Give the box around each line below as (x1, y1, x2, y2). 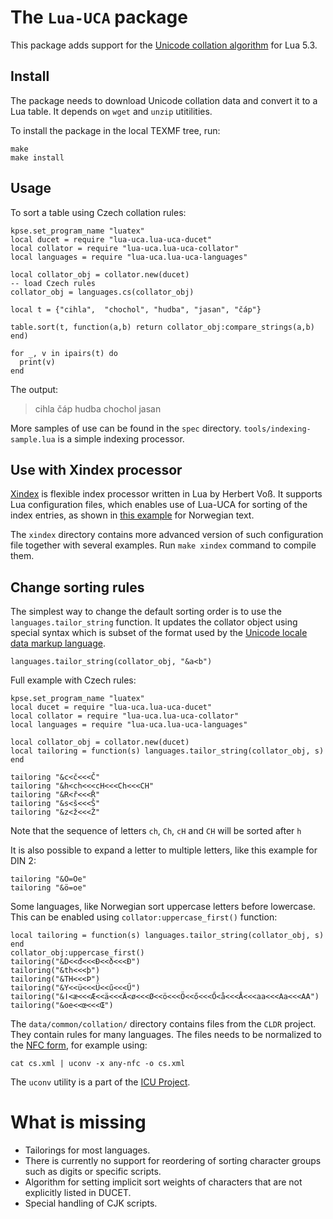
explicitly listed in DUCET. (24, 1187, 132, 1199)
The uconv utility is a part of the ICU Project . (10, 1076, 191, 1088)
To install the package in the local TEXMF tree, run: (10, 124, 221, 136)
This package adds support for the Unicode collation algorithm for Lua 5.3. (10, 39, 318, 51)
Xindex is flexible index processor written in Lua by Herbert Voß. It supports (10, 488, 323, 500)
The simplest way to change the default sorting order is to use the (10, 606, 282, 618)
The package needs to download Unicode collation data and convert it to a (10, 94, 318, 106)
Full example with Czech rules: (10, 674, 137, 686)
